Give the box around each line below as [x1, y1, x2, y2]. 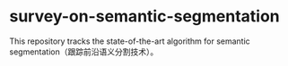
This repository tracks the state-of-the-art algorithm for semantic [9, 36, 251, 46]
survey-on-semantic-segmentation [9, 6, 280, 27]
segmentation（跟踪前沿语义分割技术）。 [9, 46, 159, 57]
